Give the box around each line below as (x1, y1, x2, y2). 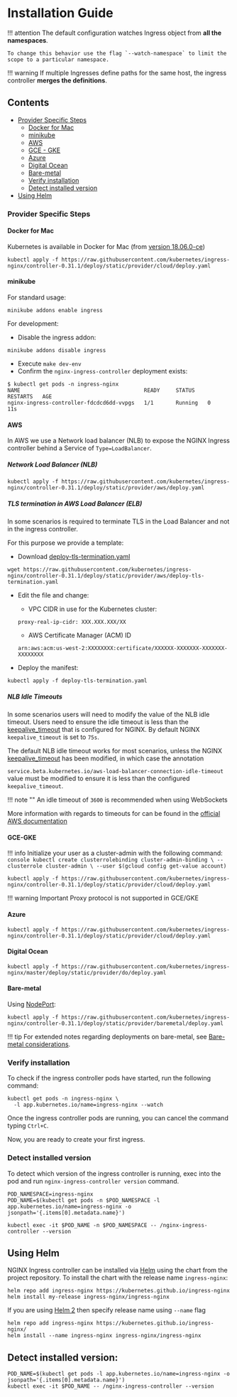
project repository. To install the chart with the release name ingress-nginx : (7, 1273, 228, 1282)
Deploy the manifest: (17, 664, 79, 672)
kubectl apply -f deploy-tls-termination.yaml (7, 677, 148, 684)
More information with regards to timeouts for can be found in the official (7, 809, 221, 818)
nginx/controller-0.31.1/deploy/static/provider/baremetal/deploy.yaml (7, 1020, 224, 1027)
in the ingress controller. (7, 525, 78, 533)
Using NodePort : (7, 1000, 57, 1008)
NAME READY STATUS (7, 387, 195, 394)
